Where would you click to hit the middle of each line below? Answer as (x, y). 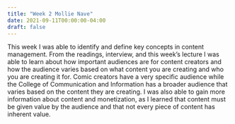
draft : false (27, 27)
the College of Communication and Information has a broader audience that (117, 85)
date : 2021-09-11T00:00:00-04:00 (57, 20)
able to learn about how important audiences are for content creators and (114, 62)
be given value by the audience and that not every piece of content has (111, 107)
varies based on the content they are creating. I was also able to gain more (116, 92)
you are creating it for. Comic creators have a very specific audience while (116, 77)
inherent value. (29, 114)
